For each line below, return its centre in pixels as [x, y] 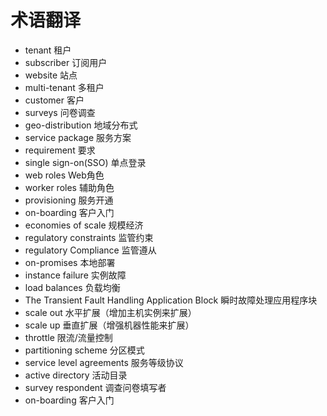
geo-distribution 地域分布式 [81, 125]
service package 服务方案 [78, 137]
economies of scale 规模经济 [84, 225]
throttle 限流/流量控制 [68, 337]
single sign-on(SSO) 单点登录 [85, 162]
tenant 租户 [48, 50]
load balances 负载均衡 [72, 287]
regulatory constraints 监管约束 [89, 237]
